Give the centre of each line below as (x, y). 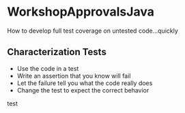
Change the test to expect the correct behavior (83, 90)
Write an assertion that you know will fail (74, 76)
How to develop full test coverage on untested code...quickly (93, 31)
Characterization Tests (57, 52)
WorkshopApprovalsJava (81, 12)
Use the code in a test (48, 68)
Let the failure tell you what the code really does (85, 83)
